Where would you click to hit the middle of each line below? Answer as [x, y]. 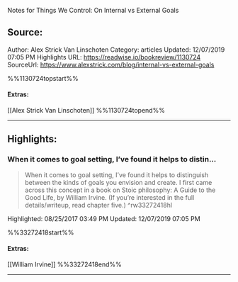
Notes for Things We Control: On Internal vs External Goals [93, 10]
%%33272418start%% [41, 232]
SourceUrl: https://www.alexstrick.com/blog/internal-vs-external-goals [111, 64]
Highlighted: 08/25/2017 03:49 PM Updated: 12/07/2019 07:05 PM [104, 218]
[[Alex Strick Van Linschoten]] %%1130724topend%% [86, 111]
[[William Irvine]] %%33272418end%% [64, 264]
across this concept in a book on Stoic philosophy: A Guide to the [120, 190]
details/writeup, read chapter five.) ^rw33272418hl [98, 205]
